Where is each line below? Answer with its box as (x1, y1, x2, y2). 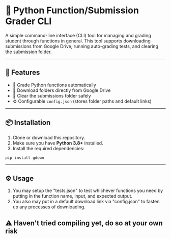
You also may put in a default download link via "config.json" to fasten (12, 199, 160, 205)
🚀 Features (5, 68, 40, 77)
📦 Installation (5, 118, 51, 127)
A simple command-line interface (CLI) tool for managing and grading (5, 32, 151, 38)
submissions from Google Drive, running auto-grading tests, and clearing (5, 43, 159, 49)
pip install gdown (5, 155, 44, 160)
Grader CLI (5, 15, 52, 27)
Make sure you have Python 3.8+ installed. (12, 140, 103, 146)
